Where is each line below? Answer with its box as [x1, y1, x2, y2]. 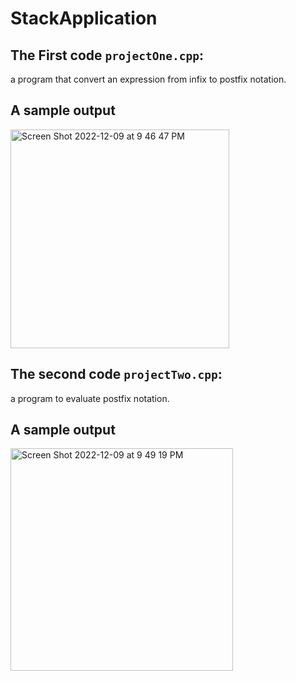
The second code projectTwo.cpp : [10, 366, 223, 383]
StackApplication [10, 7, 158, 30]
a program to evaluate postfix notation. [10, 392, 170, 404]
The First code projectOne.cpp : [10, 47, 204, 64]
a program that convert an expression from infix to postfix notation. [10, 73, 287, 85]
